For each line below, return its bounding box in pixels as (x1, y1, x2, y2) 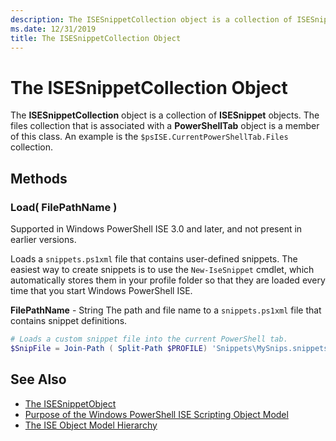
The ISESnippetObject (24, 397, 117, 410)
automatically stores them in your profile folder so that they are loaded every (10, 274, 326, 286)
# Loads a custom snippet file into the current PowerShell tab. (10, 334, 288, 344)
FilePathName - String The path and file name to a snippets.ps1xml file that (10, 304, 322, 316)
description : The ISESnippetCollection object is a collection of (10, 14, 293, 25)
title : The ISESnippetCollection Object (10, 33, 182, 43)
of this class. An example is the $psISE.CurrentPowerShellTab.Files (10, 131, 289, 143)
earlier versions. (10, 234, 77, 245)
